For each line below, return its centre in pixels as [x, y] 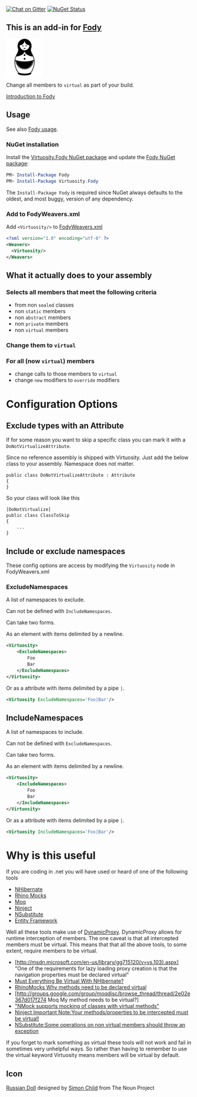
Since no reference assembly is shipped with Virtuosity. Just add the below [97, 457]
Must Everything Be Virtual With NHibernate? [69, 981]
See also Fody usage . [32, 129]
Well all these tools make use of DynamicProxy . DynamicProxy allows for [94, 932]
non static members [40, 311]
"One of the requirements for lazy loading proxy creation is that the [96, 968]
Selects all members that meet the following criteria [81, 292]
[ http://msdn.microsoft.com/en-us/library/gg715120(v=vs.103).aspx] [97, 962]
